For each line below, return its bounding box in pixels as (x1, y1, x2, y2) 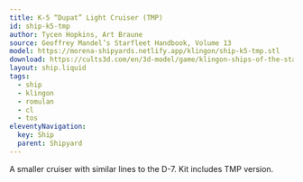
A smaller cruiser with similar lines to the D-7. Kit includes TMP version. (9, 163, 274, 174)
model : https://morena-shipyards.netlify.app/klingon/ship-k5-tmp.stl (9, 47, 280, 56)
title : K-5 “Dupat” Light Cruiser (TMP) (9, 13, 164, 23)
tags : (9, 72, 30, 81)
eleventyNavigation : (9, 123, 87, 132)
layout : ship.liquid (9, 64, 87, 73)
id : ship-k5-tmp (9, 22, 70, 31)
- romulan (17, 96, 54, 106)
